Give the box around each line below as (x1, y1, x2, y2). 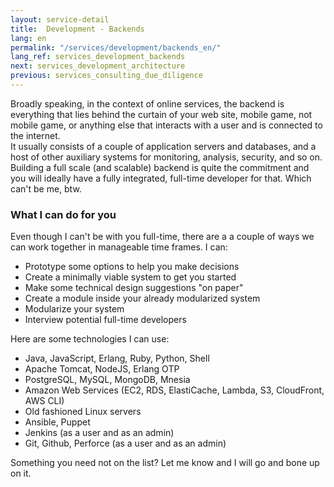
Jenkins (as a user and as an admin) (24, 427, 175, 439)
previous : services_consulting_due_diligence (10, 71, 203, 81)
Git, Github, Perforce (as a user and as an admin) (24, 437, 227, 450)
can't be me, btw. (10, 182, 82, 195)
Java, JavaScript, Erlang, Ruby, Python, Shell (24, 352, 210, 365)
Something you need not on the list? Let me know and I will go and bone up (10, 457, 320, 469)
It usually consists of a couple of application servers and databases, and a (10, 140, 317, 152)
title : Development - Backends (10, 24, 145, 34)
